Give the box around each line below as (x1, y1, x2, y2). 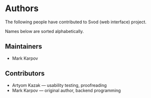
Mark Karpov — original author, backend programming (12, 87, 121, 93)
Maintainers (5, 42, 43, 51)
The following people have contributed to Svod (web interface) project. (5, 19, 147, 25)
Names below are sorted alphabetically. (5, 28, 84, 34)
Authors (5, 3, 39, 14)
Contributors (5, 69, 45, 78)
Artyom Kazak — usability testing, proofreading (12, 82, 107, 88)
